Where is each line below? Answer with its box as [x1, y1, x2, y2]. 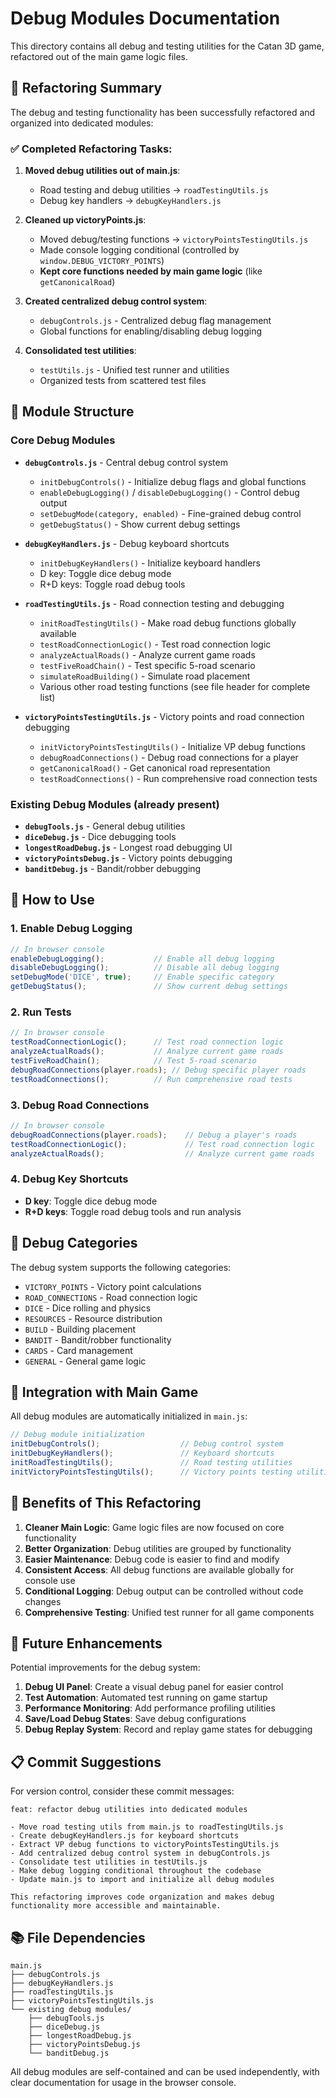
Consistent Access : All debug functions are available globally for [24, 1563, 295, 1576]
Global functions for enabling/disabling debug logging [39, 325, 263, 337]
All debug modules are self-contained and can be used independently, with [10, 2065, 320, 2077]
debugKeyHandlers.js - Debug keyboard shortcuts [24, 537, 230, 549]
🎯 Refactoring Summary [10, 80, 163, 97]
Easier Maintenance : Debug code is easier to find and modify [24, 1553, 280, 1565]
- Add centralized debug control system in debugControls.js [10, 1848, 271, 1859]
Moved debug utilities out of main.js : [24, 165, 181, 177]
